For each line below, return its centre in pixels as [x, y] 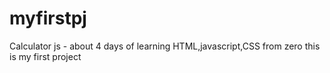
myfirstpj [48, 18]
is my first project [45, 56]
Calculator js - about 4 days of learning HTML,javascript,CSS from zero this [165, 46]
